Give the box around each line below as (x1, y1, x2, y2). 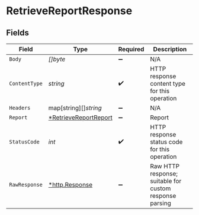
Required (118, 45, 145, 53)
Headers (9, 105, 31, 111)
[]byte (48, 55, 66, 63)
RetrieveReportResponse (6, 4, 133, 18)
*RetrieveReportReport (48, 113, 113, 122)
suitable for (150, 177, 182, 185)
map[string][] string (48, 104, 102, 112)
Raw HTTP (150, 162, 180, 170)
